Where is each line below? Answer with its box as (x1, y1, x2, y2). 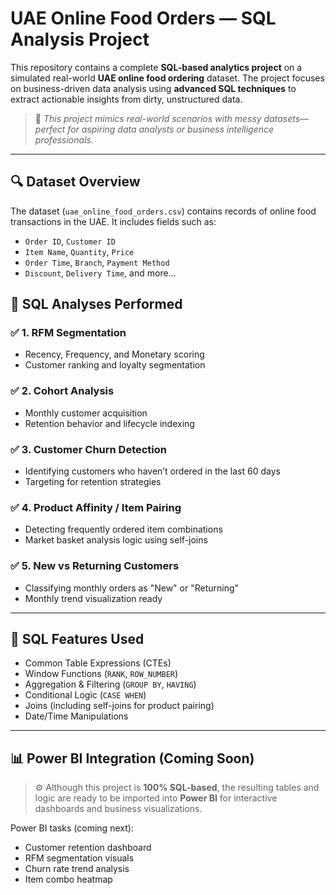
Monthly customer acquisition (24, 407, 148, 419)
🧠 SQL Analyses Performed (10, 296, 183, 313)
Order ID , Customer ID (24, 235, 116, 247)
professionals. (34, 133, 94, 146)
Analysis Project (10, 28, 150, 51)
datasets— (263, 112, 310, 124)
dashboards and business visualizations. (34, 803, 203, 815)
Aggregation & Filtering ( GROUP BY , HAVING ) (24, 678, 197, 691)
